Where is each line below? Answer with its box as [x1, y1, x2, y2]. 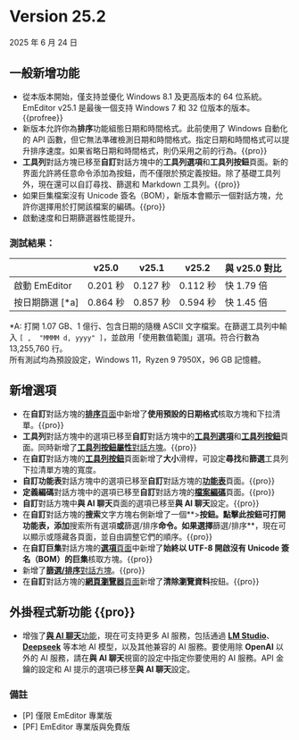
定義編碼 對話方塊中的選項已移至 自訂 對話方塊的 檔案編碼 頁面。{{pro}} [21, 486, 275, 497]
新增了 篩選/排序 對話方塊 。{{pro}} [21, 565, 145, 576]
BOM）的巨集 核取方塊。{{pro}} [37, 553, 154, 564]
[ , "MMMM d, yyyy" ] [19, 333, 104, 343]
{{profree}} [21, 112, 64, 122]
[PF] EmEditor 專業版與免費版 [21, 721, 131, 732]
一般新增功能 [9, 65, 80, 81]
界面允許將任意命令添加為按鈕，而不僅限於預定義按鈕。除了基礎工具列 [21, 167, 281, 178]
